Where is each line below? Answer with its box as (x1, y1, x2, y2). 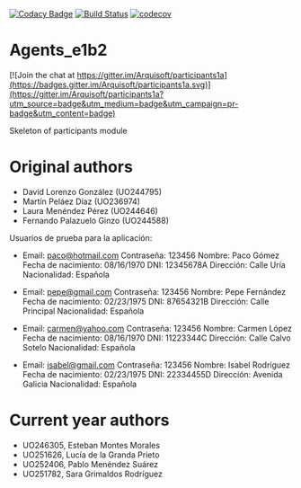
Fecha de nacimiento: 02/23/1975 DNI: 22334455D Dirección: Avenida (22, 368, 283, 379)
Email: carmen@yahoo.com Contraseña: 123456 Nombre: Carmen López (22, 323, 292, 333)
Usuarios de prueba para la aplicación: (9, 232, 153, 243)
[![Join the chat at (9, 69, 75, 80)
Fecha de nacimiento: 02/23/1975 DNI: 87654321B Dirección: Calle (22, 296, 270, 306)
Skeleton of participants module (9, 125, 128, 136)
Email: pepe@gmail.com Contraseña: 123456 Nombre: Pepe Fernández (22, 286, 286, 297)
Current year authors (9, 410, 170, 430)
